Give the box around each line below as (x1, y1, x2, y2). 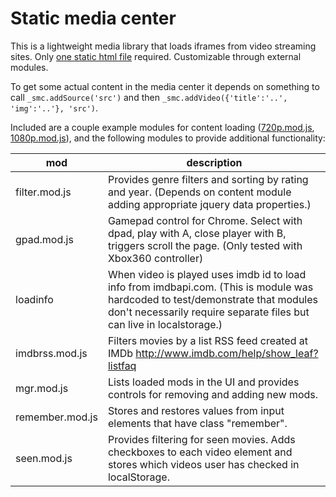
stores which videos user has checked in (107, 457, 300, 471)
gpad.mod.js (15, 232, 74, 246)
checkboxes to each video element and (107, 445, 293, 459)
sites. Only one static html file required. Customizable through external (10, 50, 302, 62)
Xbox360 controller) (107, 251, 204, 265)
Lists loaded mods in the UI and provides (107, 375, 300, 389)
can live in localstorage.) (107, 317, 223, 331)
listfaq (107, 358, 137, 372)
